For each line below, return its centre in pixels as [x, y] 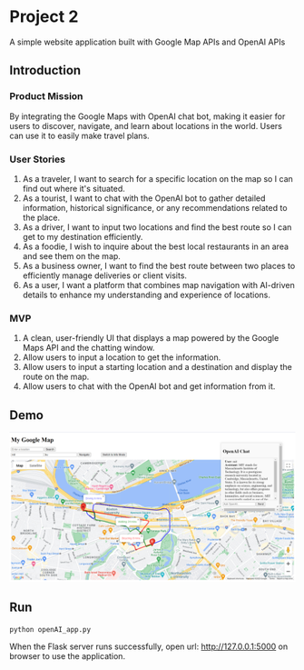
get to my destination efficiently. [83, 236]
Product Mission [46, 96]
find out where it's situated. [74, 188]
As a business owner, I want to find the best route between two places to [159, 265]
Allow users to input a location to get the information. [122, 357]
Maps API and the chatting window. [88, 348]
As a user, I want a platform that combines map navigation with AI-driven [158, 285]
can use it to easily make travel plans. [79, 135]
